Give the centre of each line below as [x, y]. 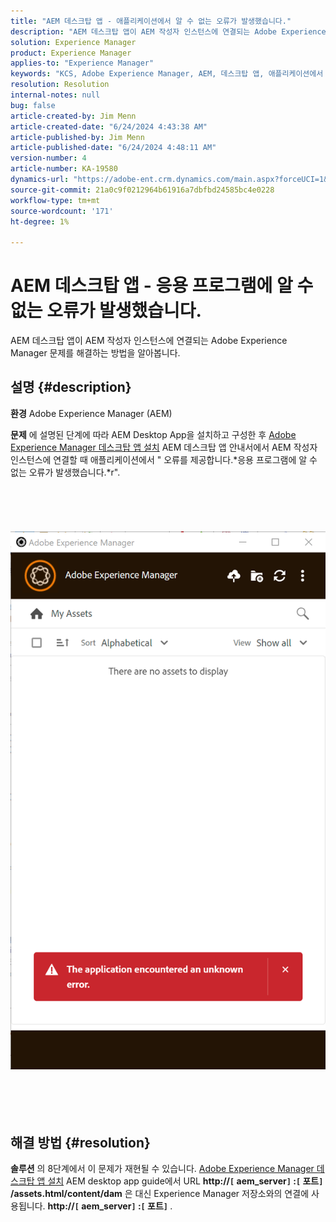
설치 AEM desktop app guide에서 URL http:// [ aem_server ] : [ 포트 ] [185, 1181]
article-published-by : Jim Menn [77, 137]
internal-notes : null [55, 95]
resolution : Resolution [60, 85]
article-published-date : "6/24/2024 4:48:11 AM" [113, 148]
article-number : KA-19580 [64, 169]
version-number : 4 [48, 158]
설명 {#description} [71, 387]
